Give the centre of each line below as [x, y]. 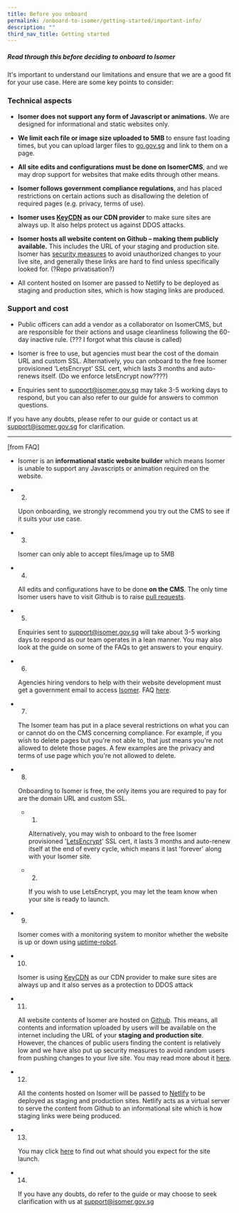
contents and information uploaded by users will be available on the [117, 1027]
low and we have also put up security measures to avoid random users [121, 1050]
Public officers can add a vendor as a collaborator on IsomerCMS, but [120, 324]
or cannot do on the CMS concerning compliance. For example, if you [119, 733]
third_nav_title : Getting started [59, 34]
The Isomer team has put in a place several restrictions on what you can [123, 725]
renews [29, 376]
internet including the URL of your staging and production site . [111, 1035]
